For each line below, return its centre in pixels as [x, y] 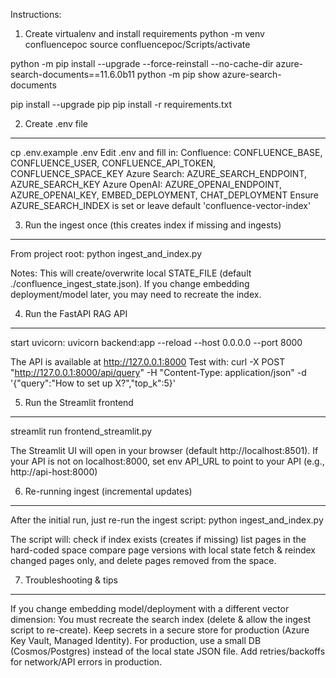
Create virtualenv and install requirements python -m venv [144, 33]
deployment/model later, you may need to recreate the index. [136, 294]
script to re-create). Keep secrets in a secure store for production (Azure [160, 630]
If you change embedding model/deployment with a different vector [150, 608]
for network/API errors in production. [86, 662]
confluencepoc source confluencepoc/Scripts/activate [137, 44]
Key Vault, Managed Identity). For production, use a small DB [136, 640]
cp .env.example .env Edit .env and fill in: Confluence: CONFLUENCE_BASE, [166, 152]
